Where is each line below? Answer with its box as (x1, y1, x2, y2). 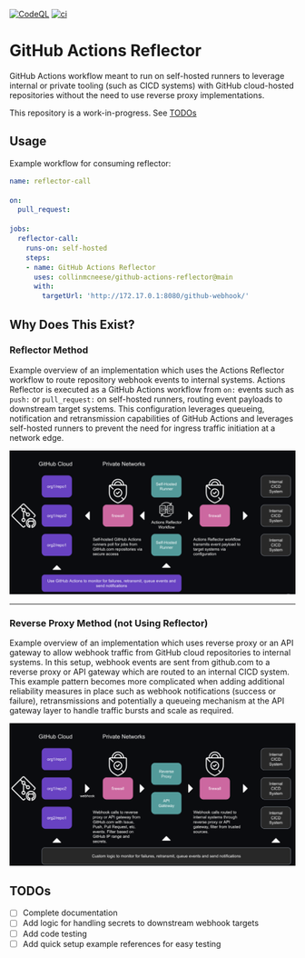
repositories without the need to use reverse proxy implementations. (9, 89, 265, 100)
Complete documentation (22, 907, 118, 918)
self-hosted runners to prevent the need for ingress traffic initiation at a (9, 423, 276, 434)
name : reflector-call (9, 176, 92, 185)
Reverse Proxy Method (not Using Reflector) (9, 616, 209, 629)
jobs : (9, 225, 30, 234)
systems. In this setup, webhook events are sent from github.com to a (9, 657, 271, 668)
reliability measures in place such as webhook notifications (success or (9, 686, 277, 697)
